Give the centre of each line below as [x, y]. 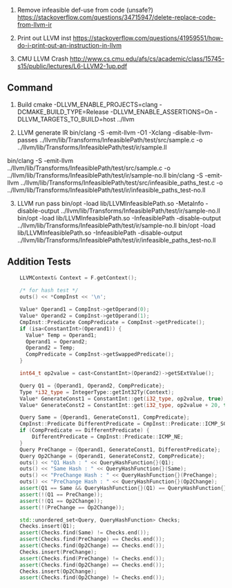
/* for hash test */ [49, 291]
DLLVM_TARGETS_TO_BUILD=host [66, 119]
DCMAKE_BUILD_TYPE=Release [63, 112]
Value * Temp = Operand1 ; [61, 335]
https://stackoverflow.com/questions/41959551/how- [148, 38]
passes [27, 140]
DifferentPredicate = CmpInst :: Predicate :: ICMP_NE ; [108, 437]
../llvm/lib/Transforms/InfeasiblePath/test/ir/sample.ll [92, 147]
